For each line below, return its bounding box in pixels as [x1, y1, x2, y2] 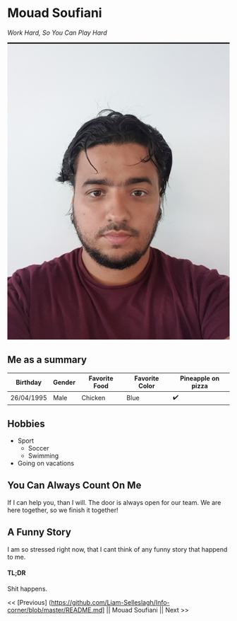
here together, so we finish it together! [7, 506, 119, 514]
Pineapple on [179, 374, 220, 383]
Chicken [81, 394, 106, 402]
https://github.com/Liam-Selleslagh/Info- [50, 598, 171, 606]
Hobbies [7, 417, 46, 429]
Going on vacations [17, 459, 75, 468]
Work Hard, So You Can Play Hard [7, 28, 107, 37]
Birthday [16, 378, 42, 386]
